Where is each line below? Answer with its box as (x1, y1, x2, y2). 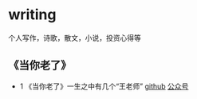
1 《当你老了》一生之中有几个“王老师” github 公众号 (19, 81, 189, 91)
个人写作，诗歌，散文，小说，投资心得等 (8, 33, 141, 42)
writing (8, 6, 57, 24)
